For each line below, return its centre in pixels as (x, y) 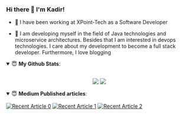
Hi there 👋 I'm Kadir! (35, 9)
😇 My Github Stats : (36, 64)
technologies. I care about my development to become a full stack (95, 46)
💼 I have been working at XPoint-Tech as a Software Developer (91, 22)
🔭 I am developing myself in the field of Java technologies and (90, 34)
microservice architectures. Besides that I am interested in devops (95, 40)
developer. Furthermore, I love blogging (63, 52)
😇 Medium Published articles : (49, 94)
